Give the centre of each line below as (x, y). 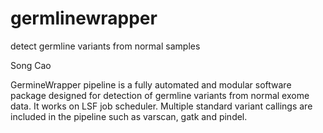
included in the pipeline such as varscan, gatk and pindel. (129, 116)
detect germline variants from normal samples (105, 46)
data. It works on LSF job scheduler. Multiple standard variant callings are (161, 106)
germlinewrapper (84, 18)
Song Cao (31, 65)
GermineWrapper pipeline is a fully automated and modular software (151, 84)
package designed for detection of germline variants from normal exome (160, 95)
